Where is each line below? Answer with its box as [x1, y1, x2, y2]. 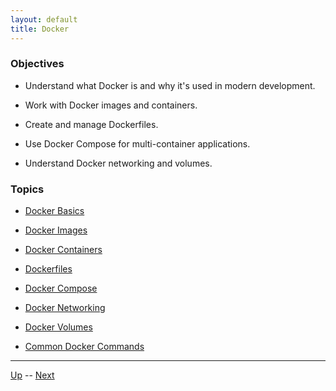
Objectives [10, 57, 65, 71]
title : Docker [10, 24, 70, 34]
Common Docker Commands [24, 341, 145, 353]
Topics [10, 182, 45, 196]
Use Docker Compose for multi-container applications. [24, 137, 251, 150]
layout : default [10, 14, 78, 25]
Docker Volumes [24, 321, 93, 333]
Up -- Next [10, 369, 55, 381]
